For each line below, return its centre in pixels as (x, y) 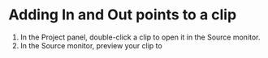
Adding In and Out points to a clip (123, 15)
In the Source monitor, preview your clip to (91, 45)
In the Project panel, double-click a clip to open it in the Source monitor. (140, 37)
